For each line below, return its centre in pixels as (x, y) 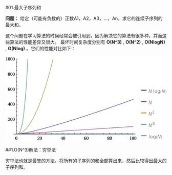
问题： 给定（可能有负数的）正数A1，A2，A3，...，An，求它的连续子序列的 (84, 18)
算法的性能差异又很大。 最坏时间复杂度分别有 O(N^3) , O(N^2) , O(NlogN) (87, 42)
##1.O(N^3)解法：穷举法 (31, 150)
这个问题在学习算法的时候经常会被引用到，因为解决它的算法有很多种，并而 (84, 36)
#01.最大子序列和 (23, 7)
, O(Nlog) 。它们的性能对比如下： (40, 48)
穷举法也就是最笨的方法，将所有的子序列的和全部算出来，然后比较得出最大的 (86, 161)
